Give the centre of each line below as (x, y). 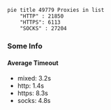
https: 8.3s (33, 93)
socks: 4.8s (34, 101)
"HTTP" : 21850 (42, 16)
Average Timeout (33, 62)
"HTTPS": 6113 (40, 22)
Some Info (25, 46)
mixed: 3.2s (34, 78)
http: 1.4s (30, 86)
